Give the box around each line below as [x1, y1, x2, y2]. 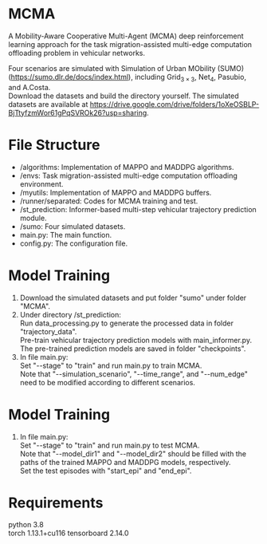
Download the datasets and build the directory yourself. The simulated [8, 91, 239, 101]
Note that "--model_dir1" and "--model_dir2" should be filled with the [19, 448, 247, 459]
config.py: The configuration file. [19, 238, 128, 248]
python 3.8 [8, 520, 44, 530]
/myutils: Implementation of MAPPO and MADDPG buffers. [19, 187, 212, 197]
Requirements [8, 494, 104, 511]
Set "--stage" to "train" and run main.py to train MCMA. [19, 361, 202, 370]
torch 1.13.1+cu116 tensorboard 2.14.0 [8, 528, 129, 538]
